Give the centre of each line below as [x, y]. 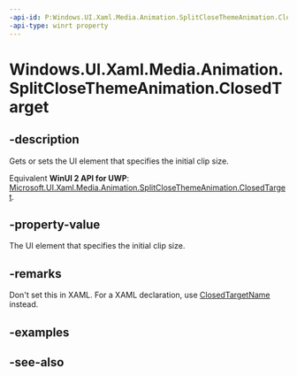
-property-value [55, 224]
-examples [39, 332]
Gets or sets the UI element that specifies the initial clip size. [119, 161]
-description [44, 139]
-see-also [37, 362]
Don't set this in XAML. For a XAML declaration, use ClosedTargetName [140, 295]
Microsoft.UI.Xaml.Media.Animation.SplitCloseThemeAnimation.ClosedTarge [147, 188]
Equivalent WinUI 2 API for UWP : [69, 178]
